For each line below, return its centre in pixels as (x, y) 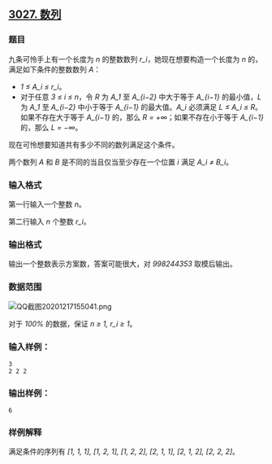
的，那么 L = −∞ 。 (51, 127)
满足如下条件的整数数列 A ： (55, 69)
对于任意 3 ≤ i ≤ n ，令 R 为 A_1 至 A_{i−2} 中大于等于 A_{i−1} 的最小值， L (141, 97)
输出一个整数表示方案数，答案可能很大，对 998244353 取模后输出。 (123, 264)
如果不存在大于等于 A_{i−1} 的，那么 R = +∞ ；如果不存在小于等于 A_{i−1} (142, 117)
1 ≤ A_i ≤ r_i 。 (43, 86)
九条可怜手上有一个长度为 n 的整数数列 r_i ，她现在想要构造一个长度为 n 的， (135, 59)
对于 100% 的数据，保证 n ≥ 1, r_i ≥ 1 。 (73, 323)
